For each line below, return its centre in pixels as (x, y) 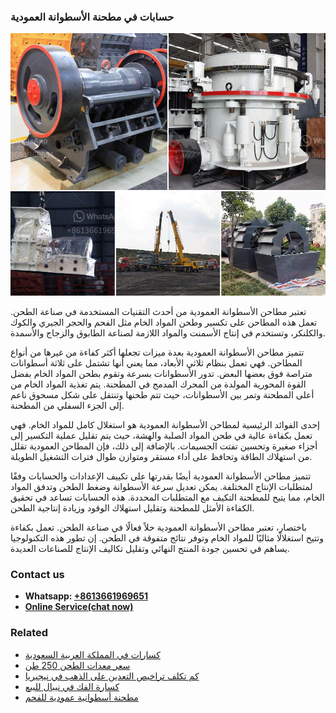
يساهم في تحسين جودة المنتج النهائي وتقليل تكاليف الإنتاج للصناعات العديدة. (150, 548)
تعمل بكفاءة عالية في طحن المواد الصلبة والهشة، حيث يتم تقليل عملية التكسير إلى (161, 435)
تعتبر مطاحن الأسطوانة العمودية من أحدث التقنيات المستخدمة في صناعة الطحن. (158, 311)
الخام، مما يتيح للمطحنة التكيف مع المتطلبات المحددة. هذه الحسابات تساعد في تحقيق (167, 497)
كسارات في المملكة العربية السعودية (92, 654)
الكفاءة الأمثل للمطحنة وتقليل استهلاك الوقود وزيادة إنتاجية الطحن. (132, 507)
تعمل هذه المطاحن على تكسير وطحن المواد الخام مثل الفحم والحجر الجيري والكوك (164, 322)
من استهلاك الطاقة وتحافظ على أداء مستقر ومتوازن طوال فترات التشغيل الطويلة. (161, 456)
